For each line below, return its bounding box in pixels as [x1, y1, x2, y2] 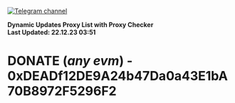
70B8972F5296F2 [7, 83, 117, 99]
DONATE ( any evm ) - [7, 53, 133, 69]
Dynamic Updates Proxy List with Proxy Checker [7, 21, 154, 28]
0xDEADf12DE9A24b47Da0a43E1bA [7, 68, 228, 85]
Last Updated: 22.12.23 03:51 [7, 28, 96, 36]
